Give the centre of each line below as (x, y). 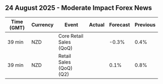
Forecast (119, 25)
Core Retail (71, 36)
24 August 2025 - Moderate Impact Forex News (79, 8)
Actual (97, 25)
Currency (42, 25)
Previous (145, 25)
